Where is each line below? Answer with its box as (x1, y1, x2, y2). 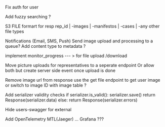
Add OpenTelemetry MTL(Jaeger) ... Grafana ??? (5, 116, 104, 122)
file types (5, 29, 24, 34)
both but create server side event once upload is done (5, 67, 116, 73)
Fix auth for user (5, 4, 39, 10)
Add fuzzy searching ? (5, 14, 51, 19)
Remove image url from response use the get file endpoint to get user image (5, 77, 161, 83)
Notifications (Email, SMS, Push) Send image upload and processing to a (5, 38, 153, 44)
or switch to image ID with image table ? (5, 82, 86, 88)
